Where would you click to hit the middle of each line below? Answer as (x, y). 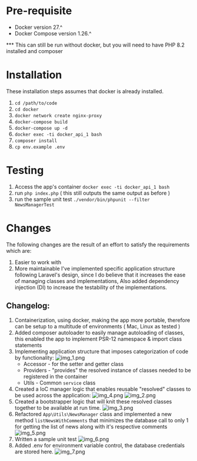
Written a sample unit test (46, 439)
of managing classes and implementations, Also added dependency (97, 281)
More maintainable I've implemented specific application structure (95, 268)
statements (28, 345)
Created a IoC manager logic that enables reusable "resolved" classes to (103, 389)
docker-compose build (41, 122)
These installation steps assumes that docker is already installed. (85, 91)
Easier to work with (38, 262)
